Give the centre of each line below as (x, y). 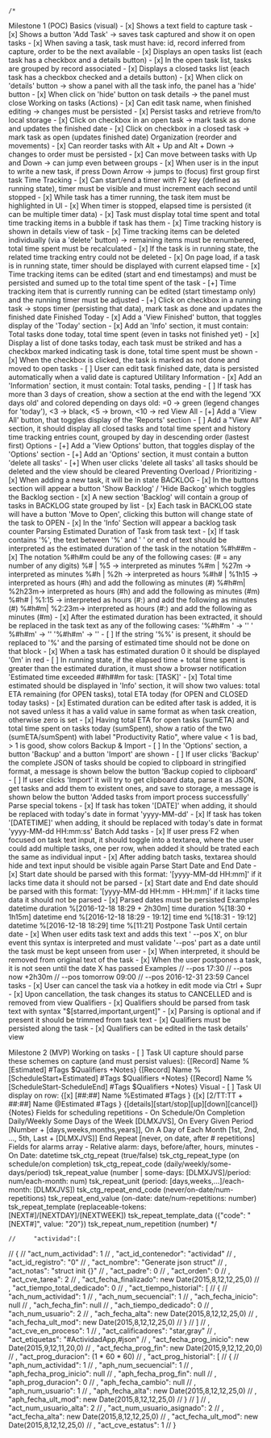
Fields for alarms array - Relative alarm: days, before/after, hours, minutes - (134, 1147)
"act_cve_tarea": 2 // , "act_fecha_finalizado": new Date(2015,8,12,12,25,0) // (134, 1279)
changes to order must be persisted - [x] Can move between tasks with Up (133, 154)
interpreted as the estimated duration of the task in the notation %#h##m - (132, 548)
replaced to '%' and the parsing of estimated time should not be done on (129, 643)
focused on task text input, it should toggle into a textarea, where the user (131, 840)
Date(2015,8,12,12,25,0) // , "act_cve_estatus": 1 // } (92, 1425)
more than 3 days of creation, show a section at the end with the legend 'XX (135, 394)
